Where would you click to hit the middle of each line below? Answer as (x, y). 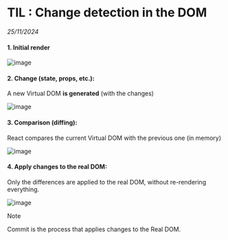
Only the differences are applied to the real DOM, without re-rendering (107, 182)
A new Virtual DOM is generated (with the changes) (81, 93)
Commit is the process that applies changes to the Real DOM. (94, 229)
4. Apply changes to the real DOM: (57, 167)
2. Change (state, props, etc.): (51, 78)
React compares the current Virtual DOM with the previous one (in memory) (114, 138)
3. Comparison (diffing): (42, 122)
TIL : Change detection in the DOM (107, 13)
